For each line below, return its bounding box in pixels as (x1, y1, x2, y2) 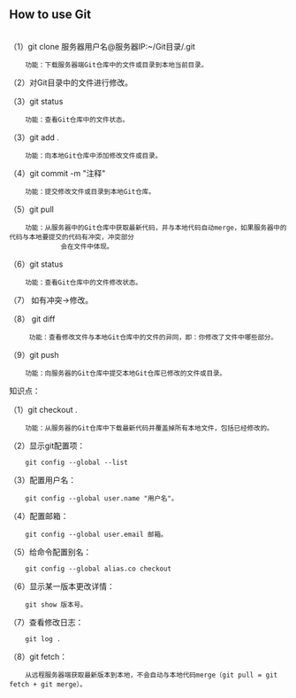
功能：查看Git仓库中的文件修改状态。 (25, 278, 143, 287)
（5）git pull (9, 204, 55, 214)
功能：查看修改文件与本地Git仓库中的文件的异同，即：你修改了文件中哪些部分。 (28, 332, 278, 342)
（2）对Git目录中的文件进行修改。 (9, 77, 133, 88)
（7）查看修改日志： (9, 617, 84, 627)
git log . (25, 634, 62, 643)
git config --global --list (25, 458, 128, 467)
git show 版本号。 (25, 600, 87, 609)
